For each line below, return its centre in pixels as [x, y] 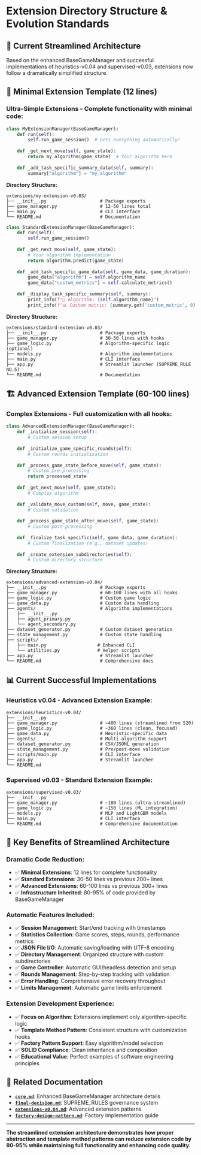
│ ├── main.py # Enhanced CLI [71, 645]
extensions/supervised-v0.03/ [44, 793]
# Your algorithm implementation [69, 255]
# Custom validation [53, 510]
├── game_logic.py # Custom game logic [79, 598]
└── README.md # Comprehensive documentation [92, 824]
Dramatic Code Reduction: [45, 859]
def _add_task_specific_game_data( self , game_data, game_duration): [104, 272]
